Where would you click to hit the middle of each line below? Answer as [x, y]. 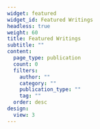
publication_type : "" [50, 89]
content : [20, 52]
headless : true [29, 26]
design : [18, 109]
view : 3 [24, 115]
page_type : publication [47, 58]
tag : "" [30, 96]
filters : [26, 70]
